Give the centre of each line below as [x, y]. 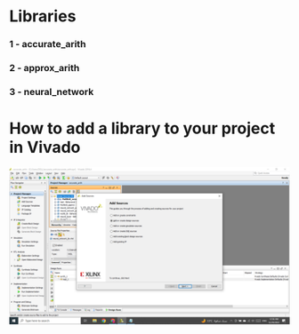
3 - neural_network [52, 91]
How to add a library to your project [142, 128]
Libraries [43, 16]
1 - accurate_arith [48, 44]
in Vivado [45, 147]
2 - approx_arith [44, 68]
